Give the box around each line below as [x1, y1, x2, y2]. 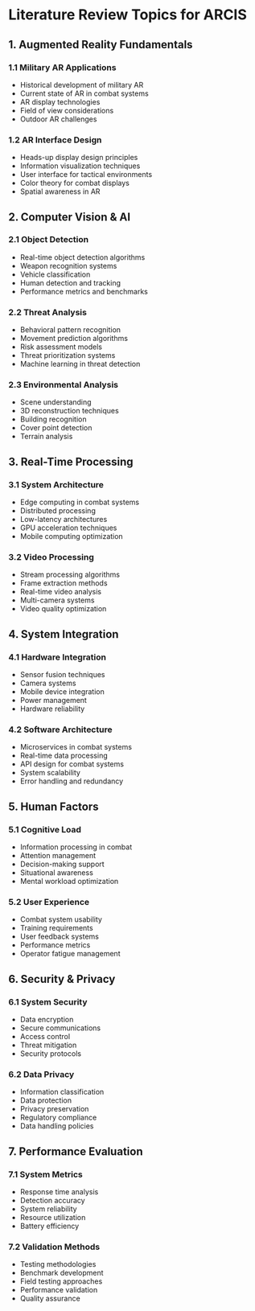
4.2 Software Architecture [8, 724, 113, 735]
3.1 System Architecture [8, 479, 105, 490]
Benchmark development [19, 1268, 104, 1278]
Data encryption [19, 1015, 74, 1025]
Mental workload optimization [19, 877, 119, 886]
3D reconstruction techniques [19, 406, 119, 416]
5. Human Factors [8, 799, 99, 813]
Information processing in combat [19, 842, 133, 852]
